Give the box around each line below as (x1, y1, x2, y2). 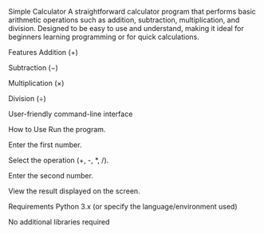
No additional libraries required (8, 217, 110, 226)
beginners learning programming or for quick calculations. (8, 32, 199, 41)
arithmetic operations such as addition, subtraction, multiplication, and (8, 15, 240, 25)
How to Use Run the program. (8, 125, 106, 134)
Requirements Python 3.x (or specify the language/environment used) (8, 202, 238, 211)
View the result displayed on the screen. (8, 186, 141, 196)
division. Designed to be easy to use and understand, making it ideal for (8, 24, 245, 33)
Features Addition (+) (8, 48, 78, 57)
